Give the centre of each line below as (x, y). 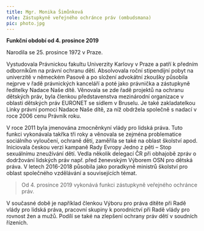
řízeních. (17, 222)
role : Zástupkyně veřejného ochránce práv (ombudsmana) (79, 18)
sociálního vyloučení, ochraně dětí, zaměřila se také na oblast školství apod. (102, 141)
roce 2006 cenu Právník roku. (44, 116)
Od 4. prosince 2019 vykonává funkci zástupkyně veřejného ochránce (109, 185)
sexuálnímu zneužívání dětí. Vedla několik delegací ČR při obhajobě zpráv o (101, 154)
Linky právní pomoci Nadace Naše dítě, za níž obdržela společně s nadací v (102, 110)
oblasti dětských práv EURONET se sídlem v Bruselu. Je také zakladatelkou (101, 103)
